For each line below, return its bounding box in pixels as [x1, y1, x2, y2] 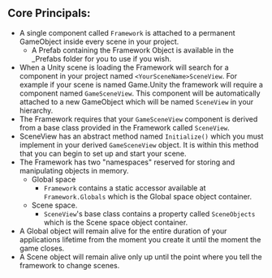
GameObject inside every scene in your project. [19, 36, 179, 46]
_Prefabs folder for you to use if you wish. [31, 53, 172, 63]
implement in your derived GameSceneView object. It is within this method [19, 139, 259, 149]
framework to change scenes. [19, 260, 120, 270]
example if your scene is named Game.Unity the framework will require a [19, 79, 263, 89]
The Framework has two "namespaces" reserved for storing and [19, 157, 235, 167]
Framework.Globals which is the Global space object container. [43, 191, 253, 201]
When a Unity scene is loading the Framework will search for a [19, 62, 229, 72]
